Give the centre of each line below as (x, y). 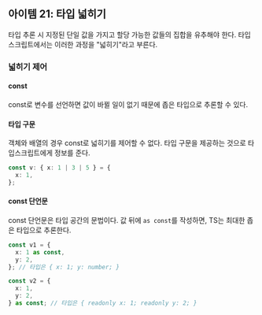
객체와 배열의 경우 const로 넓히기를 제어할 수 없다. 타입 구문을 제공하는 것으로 (127, 143)
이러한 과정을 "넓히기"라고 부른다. (106, 44)
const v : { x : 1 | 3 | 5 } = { (59, 168)
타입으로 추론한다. (44, 230)
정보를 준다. (72, 153)
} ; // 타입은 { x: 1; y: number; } (64, 267)
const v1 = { (30, 245)
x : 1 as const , (40, 252)
